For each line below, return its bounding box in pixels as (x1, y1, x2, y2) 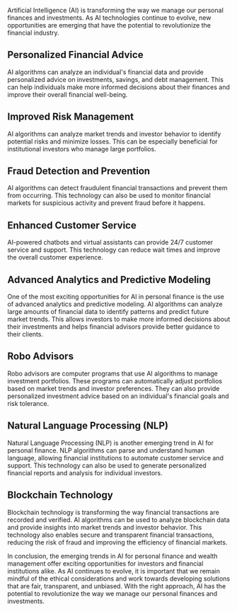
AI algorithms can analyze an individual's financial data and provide (7, 67, 204, 76)
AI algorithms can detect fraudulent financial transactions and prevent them (7, 184, 228, 192)
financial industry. (7, 28, 59, 37)
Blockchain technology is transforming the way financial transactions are (7, 508, 219, 516)
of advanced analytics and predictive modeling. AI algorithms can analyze (7, 300, 223, 308)
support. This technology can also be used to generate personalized (7, 461, 207, 470)
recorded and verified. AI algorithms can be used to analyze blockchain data (7, 516, 230, 524)
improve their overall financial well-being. (7, 90, 128, 98)
